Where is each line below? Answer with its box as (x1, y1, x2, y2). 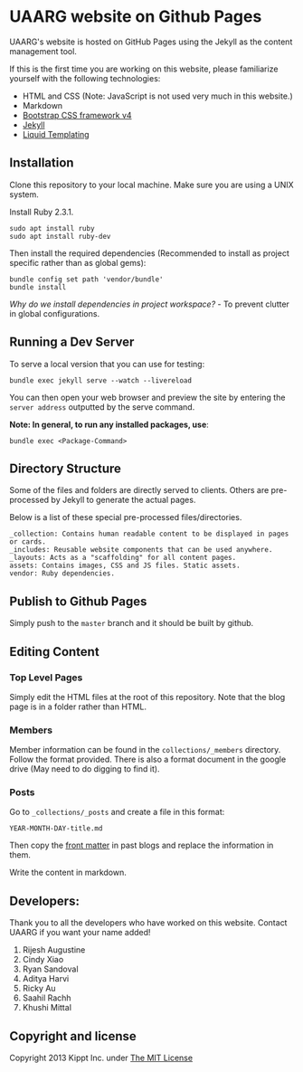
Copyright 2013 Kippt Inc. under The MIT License (9, 1052, 193, 1064)
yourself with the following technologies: (9, 72, 161, 83)
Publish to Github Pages (9, 593, 147, 609)
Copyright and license (9, 1029, 137, 1044)
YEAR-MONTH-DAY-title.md (9, 824, 103, 833)
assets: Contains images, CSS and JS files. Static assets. (9, 561, 241, 571)
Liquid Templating (22, 128, 90, 139)
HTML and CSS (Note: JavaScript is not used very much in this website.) (22, 90, 293, 101)
